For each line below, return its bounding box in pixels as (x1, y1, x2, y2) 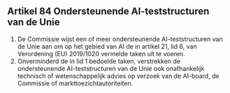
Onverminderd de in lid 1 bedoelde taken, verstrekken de (17, 57, 180, 65)
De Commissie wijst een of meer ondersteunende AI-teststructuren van (17, 35, 224, 43)
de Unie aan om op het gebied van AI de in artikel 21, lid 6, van (17, 42, 197, 51)
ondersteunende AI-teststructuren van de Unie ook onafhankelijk (17, 64, 205, 72)
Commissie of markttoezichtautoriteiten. (17, 79, 134, 87)
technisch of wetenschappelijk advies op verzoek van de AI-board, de (17, 71, 220, 80)
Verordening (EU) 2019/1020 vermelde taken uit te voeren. (17, 49, 185, 58)
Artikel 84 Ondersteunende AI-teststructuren (7, 6, 210, 17)
